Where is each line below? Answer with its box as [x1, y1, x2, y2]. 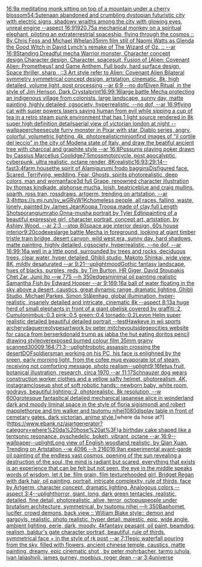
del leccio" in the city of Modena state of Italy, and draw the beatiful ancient [6, 139, 194, 146]
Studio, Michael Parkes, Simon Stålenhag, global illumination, [6, 293, 158, 299]
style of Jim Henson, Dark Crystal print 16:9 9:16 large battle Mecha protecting [6, 88, 195, 95]
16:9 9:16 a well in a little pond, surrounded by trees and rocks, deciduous [6, 247, 186, 255]
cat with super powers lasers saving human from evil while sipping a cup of [6, 108, 194, 114]
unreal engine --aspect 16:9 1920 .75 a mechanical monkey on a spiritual [6, 24, 182, 31]
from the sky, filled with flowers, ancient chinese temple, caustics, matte [6, 541, 185, 548]
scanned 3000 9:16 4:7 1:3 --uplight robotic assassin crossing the [6, 344, 161, 350]
